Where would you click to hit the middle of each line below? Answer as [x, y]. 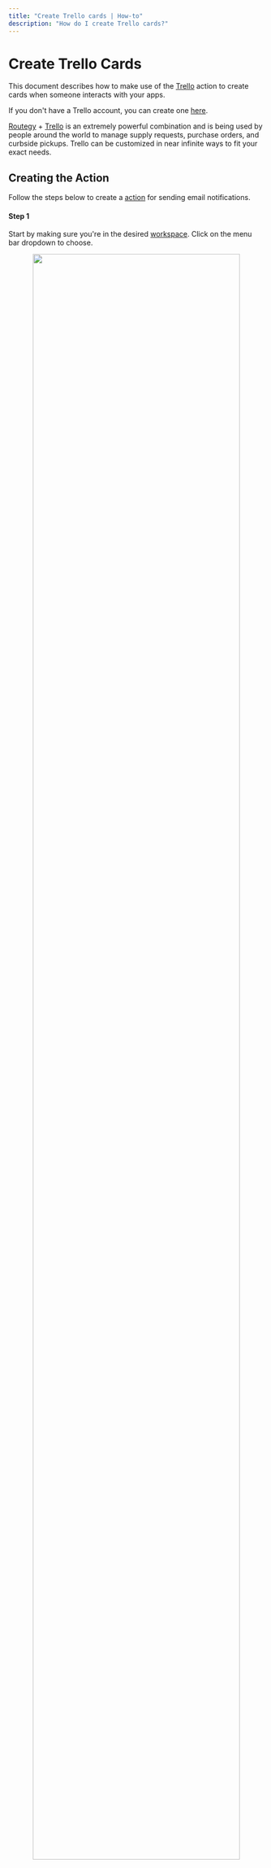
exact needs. [30, 152]
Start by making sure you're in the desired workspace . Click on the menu [130, 234]
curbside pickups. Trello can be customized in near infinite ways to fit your [133, 144]
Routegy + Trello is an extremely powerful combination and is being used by [135, 126]
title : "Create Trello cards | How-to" [76, 16]
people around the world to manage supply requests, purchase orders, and [134, 135]
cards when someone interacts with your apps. [87, 95]
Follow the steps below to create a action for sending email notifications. [129, 198]
